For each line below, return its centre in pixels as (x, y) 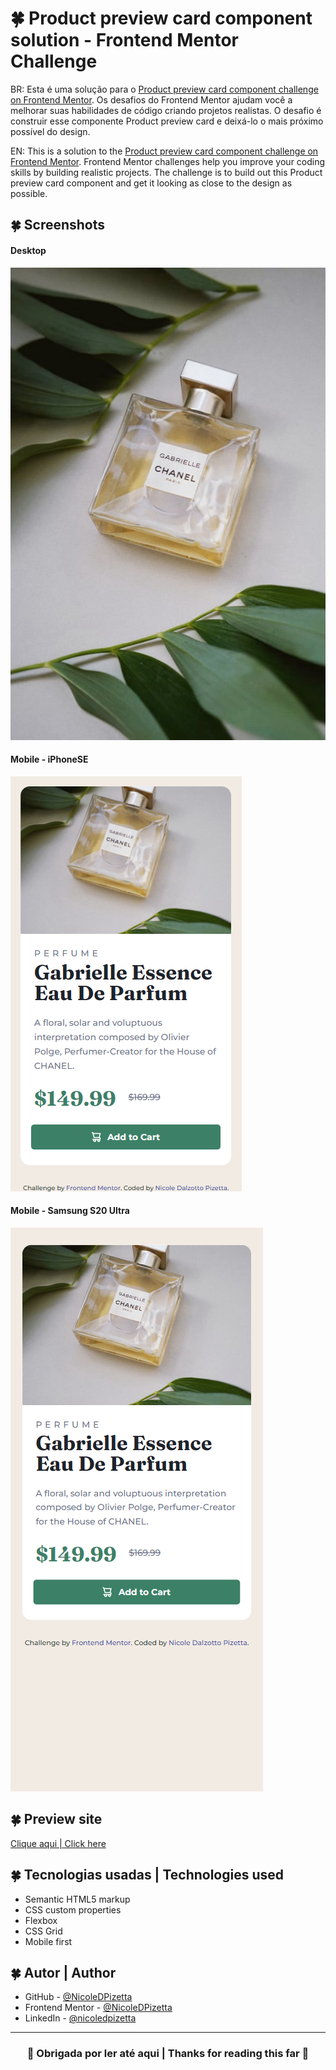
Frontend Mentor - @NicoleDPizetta (98, 2008)
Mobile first (48, 1941)
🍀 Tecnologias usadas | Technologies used (147, 1875)
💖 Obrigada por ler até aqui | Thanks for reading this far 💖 (168, 2054)
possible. (29, 193)
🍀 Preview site (56, 1819)
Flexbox (41, 1920)
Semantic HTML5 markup (77, 1899)
